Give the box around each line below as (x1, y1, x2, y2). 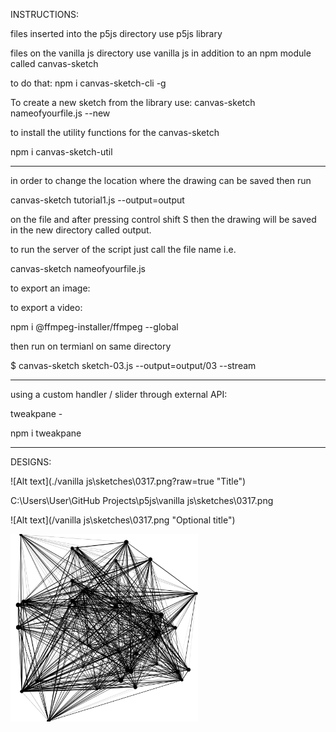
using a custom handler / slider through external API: (10, 389, 228, 400)
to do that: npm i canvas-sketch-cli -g (10, 77, 167, 89)
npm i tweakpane (10, 427, 82, 439)
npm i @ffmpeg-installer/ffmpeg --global (10, 321, 179, 333)
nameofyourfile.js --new (10, 107, 111, 119)
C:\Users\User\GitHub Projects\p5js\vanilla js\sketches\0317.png (10, 495, 274, 506)
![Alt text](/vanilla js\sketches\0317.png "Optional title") (10, 514, 236, 526)
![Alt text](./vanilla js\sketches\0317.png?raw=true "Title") (10, 475, 247, 487)
